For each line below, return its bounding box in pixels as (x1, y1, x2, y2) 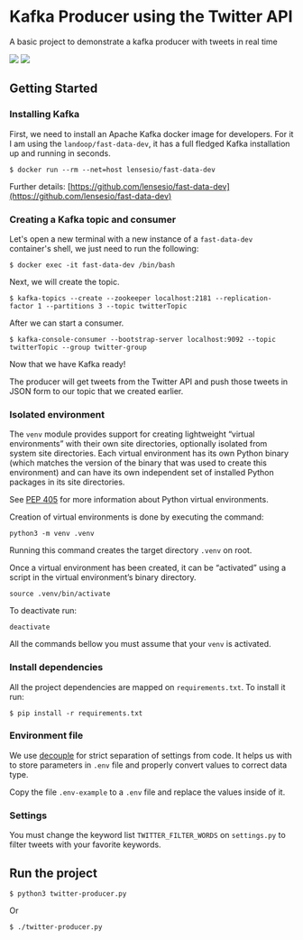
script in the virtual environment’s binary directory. (9, 572, 197, 583)
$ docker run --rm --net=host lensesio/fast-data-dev (9, 165, 216, 174)
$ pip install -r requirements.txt (9, 708, 143, 718)
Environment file (9, 729, 84, 742)
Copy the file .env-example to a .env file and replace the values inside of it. (9, 787, 286, 797)
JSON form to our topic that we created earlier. (9, 385, 184, 396)
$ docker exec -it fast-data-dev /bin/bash (9, 260, 176, 270)
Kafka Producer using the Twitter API (9, 6, 293, 27)
